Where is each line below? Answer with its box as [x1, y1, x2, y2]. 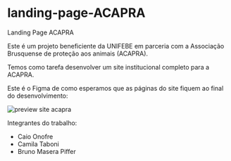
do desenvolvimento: [7, 91, 68, 100]
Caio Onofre [17, 132, 54, 141]
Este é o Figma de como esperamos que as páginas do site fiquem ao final [7, 84, 224, 92]
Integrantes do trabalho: [7, 118, 77, 127]
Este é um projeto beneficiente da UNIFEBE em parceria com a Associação [7, 41, 225, 50]
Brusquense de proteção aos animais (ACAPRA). [7, 49, 149, 58]
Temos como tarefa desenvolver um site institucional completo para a [7, 63, 210, 71]
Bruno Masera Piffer [17, 147, 76, 155]
